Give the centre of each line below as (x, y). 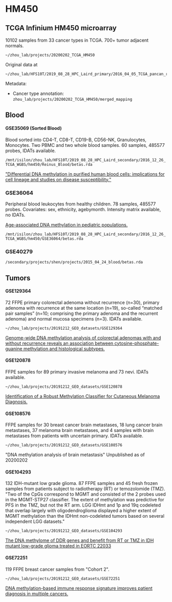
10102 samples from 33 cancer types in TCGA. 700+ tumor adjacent (77, 40)
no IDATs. (15, 215)
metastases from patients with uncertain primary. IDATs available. (74, 436)
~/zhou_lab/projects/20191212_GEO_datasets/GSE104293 (64, 531)
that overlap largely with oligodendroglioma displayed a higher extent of (81, 511)
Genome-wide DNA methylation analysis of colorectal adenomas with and (83, 337)
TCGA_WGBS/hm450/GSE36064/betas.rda (44, 239)
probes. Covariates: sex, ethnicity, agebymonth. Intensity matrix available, (83, 209)
